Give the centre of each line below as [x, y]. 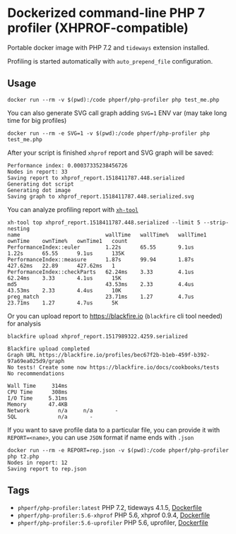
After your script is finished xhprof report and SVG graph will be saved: [111, 153]
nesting [19, 229]
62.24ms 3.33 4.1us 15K [64, 278]
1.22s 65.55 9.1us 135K [66, 253]
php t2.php [23, 456]
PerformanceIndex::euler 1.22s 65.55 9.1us [101, 247]
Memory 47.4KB [38, 404]
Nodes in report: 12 [38, 463]
